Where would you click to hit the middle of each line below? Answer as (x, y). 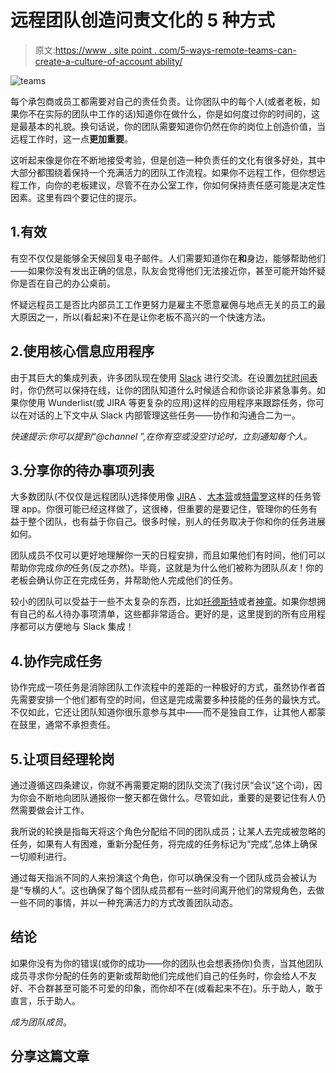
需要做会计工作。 (54, 810)
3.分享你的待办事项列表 (82, 470)
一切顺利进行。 (41, 856)
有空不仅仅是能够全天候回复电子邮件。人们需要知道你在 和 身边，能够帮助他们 (168, 258)
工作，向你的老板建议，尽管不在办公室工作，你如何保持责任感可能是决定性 (172, 185)
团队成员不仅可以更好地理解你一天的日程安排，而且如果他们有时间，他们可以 (168, 555)
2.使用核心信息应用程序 (82, 351)
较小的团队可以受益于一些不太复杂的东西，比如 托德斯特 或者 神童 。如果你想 (163, 602)
